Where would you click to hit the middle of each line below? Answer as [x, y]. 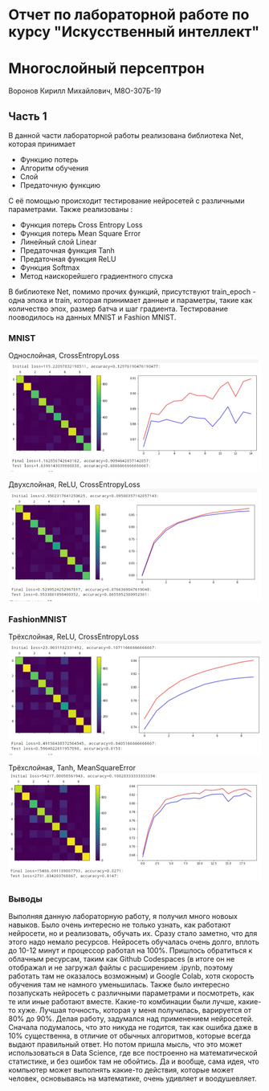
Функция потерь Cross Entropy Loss [81, 225]
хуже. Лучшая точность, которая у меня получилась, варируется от [134, 1011]
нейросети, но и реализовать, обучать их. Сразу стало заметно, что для [133, 934]
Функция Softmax [50, 268]
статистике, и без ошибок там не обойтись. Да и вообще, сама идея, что [134, 1061]
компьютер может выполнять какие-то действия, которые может [121, 1070]
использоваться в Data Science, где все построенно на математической [133, 1053]
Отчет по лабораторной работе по [129, 15]
